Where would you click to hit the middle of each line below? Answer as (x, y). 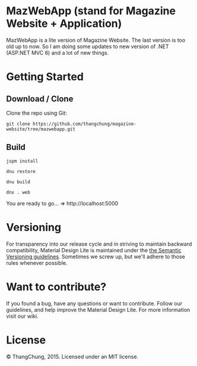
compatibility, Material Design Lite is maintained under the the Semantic (94, 250)
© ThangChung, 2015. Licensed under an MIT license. (72, 356)
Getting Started (45, 77)
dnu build (18, 182)
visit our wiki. (22, 316)
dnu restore (21, 171)
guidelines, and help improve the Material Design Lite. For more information (98, 309)
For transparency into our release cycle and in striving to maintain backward (99, 244)
